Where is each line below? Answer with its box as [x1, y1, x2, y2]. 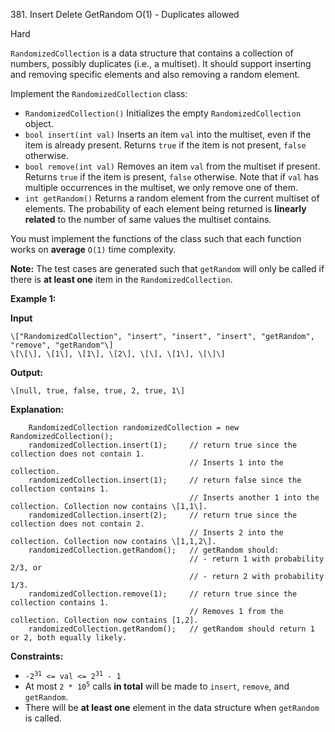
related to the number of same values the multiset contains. [24, 214, 272, 225]
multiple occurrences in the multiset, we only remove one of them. [24, 182, 298, 193]
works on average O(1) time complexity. [10, 244, 177, 255]
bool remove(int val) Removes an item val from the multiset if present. [24, 160, 321, 172]
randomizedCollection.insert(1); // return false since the [28, 475, 302, 485]
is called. [24, 712, 63, 724]
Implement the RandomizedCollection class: [10, 88, 188, 99]
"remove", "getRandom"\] [10, 340, 114, 350]
